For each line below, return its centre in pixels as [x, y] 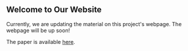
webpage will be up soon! [38, 30]
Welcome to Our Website [54, 10]
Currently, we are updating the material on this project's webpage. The [94, 24]
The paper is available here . [41, 42]
